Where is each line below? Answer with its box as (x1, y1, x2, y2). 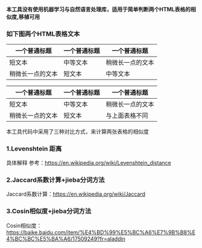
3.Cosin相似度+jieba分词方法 (6, 207, 92, 215)
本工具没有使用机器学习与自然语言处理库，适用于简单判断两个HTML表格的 (6, 5, 191, 13)
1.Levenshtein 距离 (6, 144, 62, 153)
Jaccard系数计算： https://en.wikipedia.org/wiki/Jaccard (6, 190, 146, 198)
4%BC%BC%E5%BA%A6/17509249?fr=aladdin (6, 235, 125, 242)
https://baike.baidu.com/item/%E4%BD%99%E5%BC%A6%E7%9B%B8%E (6, 229, 196, 236)
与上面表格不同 (106, 111, 149, 120)
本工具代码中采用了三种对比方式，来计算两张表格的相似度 (6, 128, 149, 135)
